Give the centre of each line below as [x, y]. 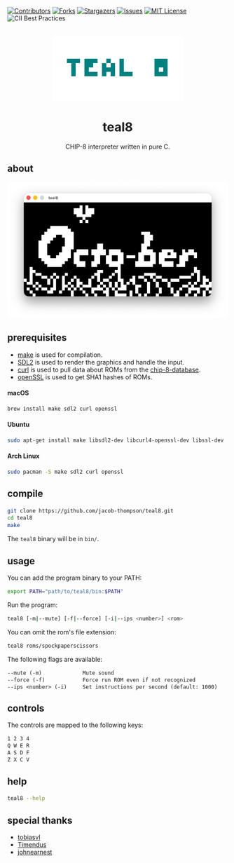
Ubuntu [19, 425]
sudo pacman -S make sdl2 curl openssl [66, 472]
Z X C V [19, 760]
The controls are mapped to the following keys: [75, 725]
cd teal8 [20, 518]
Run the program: [33, 605]
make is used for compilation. [60, 355]
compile [25, 494]
